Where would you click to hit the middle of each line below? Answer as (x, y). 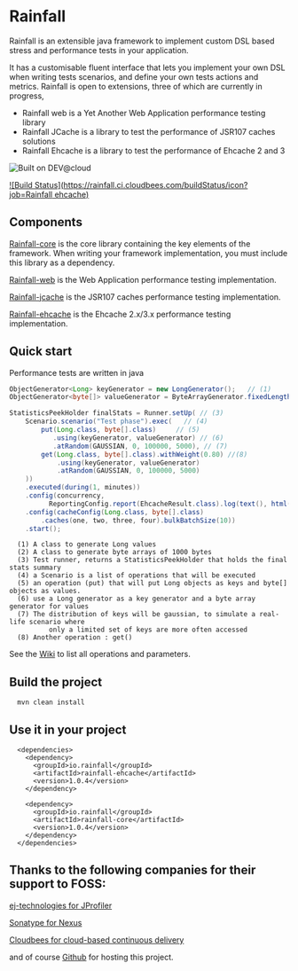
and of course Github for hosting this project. (92, 957)
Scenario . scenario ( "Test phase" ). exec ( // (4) (117, 422)
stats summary (35, 568)
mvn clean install (51, 702)
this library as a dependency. (62, 262)
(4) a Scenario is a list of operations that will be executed (136, 576)
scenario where (57, 623)
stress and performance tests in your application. (99, 50)
